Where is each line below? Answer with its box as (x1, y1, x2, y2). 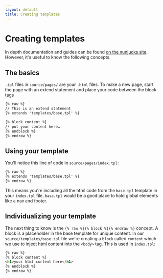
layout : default (5, 7, 38, 12)
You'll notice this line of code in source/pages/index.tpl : (5, 160, 119, 166)
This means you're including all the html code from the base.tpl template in (5, 187, 158, 193)
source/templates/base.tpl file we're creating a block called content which (5, 235, 157, 241)
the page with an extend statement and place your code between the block (5, 87, 157, 93)
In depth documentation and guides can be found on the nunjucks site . (5, 49, 148, 55)
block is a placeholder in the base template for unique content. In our (5, 230, 144, 236)
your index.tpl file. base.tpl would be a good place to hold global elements (5, 193, 158, 198)
